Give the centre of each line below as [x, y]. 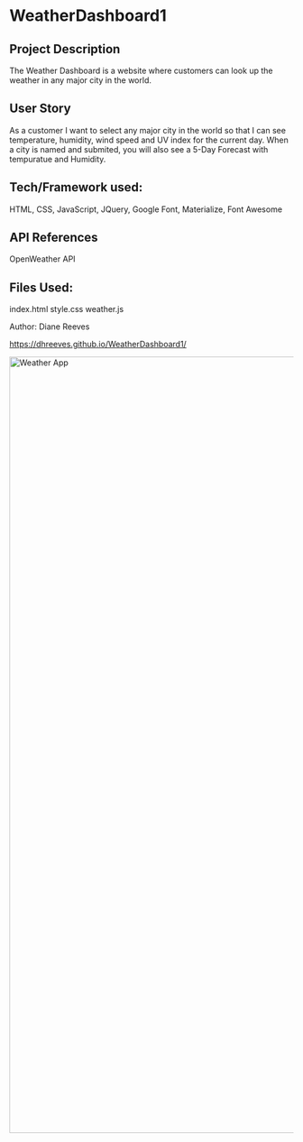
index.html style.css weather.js [67, 309]
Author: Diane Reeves [50, 327]
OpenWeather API [42, 259]
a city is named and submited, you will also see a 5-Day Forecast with [139, 149]
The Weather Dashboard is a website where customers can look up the [141, 70]
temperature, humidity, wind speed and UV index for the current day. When [149, 140]
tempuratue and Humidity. [58, 159]
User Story [40, 109]
